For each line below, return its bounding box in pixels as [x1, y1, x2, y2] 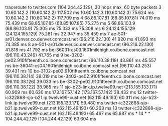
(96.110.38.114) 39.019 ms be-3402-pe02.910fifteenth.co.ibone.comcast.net [5, 73, 161, 79]
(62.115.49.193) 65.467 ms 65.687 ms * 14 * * [57, 110, 150, 116]
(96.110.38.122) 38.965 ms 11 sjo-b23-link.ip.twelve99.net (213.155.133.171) [5, 84, 157, 89]
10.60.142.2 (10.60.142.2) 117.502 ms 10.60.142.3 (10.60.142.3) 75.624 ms [5, 9, 154, 15]
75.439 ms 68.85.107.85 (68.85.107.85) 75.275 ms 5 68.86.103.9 [5, 20, 135, 26]
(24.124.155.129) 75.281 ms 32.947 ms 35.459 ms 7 [5, 31, 110, 36]
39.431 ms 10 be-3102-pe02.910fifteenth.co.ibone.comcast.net [5, 68, 135, 74]
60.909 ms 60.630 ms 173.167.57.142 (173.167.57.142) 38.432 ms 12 [5, 89, 142, 95]
